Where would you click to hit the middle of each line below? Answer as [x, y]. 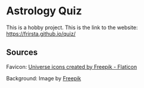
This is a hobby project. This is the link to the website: [72, 27]
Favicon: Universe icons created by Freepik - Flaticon [72, 67]
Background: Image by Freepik [44, 78]
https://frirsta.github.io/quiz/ [41, 33]
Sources [22, 53]
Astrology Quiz [44, 11]
